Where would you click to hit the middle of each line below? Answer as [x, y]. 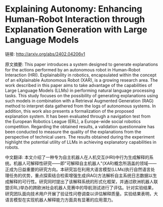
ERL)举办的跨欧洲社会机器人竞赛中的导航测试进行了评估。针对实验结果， [83, 188]
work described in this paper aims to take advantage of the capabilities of [79, 85]
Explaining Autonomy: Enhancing [73, 9]
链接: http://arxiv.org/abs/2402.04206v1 [45, 54]
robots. [12, 147]
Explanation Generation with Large [76, 30]
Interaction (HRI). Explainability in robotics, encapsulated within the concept [81, 75]
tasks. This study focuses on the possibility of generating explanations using [82, 95]
